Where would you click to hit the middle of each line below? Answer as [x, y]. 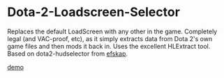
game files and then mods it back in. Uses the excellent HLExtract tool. [109, 46]
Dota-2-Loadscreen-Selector [94, 12]
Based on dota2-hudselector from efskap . [67, 54]
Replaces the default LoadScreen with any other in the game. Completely [112, 31]
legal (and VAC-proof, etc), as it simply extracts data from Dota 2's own [110, 38]
